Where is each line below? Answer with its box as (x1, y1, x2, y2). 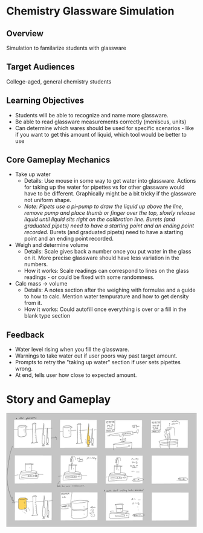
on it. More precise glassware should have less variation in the (24, 254, 179, 261)
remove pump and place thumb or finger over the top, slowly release (24, 209, 196, 217)
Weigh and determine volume (14, 241, 89, 249)
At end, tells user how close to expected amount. (14, 371, 137, 379)
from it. (24, 299, 42, 307)
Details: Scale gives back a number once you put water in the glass (24, 248, 192, 255)
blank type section (24, 312, 71, 319)
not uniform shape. (24, 197, 71, 204)
